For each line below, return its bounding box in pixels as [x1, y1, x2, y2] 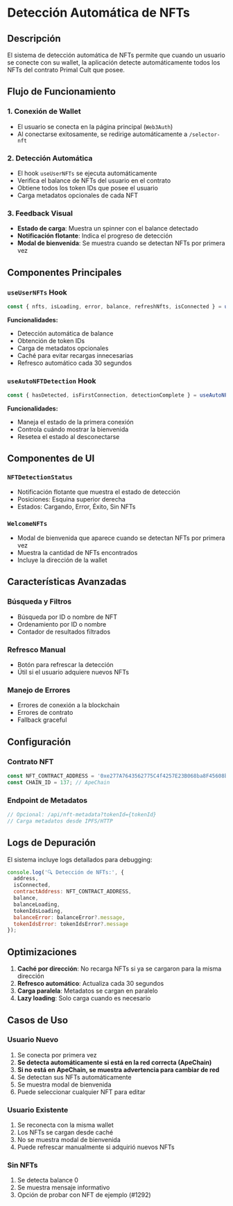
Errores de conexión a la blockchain [17, 701, 120, 709]
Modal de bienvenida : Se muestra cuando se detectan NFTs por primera [17, 239, 225, 247]
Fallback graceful [17, 716, 67, 724]
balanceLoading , [13, 901, 60, 908]
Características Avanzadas [7, 576, 127, 588]
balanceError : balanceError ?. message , [13, 914, 126, 921]
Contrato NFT [7, 757, 54, 766]
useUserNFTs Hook [7, 287, 67, 297]
